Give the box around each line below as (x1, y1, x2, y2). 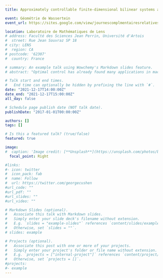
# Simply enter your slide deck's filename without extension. (5, 216, 140, 221)
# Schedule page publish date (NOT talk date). (5, 105, 103, 110)
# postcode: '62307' (5, 51, 47, 56)
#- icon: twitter (5, 167, 40, 172)
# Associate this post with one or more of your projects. (5, 243, 131, 248)
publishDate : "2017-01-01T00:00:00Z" (5, 110, 81, 114)
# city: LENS (5, 43, 32, 48)
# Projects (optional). (5, 239, 53, 244)
